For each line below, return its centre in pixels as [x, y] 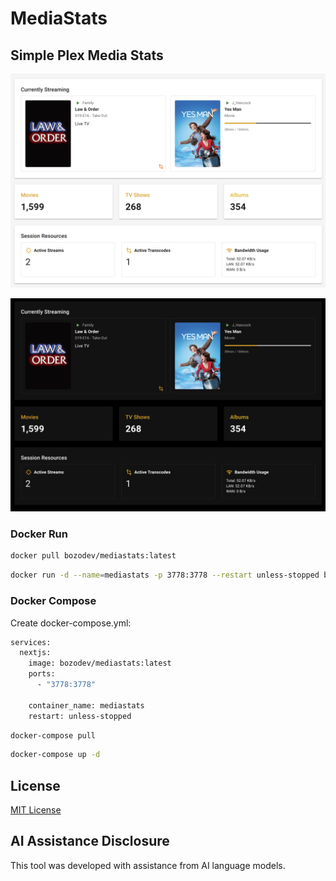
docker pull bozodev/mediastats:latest [93, 556]
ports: [42, 674]
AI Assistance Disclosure [90, 841]
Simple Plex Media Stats [87, 55]
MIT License [36, 810]
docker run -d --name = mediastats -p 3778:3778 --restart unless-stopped [165, 575]
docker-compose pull [53, 735]
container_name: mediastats [86, 705]
